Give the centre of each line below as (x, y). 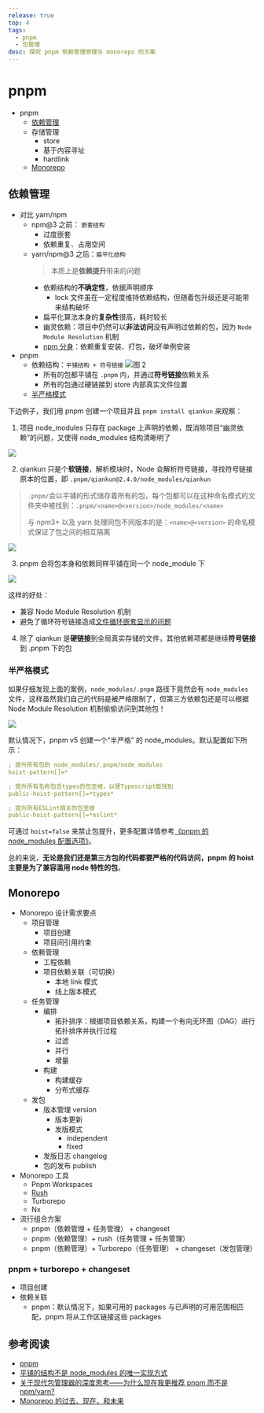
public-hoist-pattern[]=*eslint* (63, 816)
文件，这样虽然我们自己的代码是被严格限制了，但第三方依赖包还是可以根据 (128, 699)
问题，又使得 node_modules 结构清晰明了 (104, 437)
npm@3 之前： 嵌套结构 (68, 224)
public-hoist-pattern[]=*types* (61, 793)
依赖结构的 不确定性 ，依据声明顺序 (98, 287)
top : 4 (19, 23)
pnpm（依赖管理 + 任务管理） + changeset (101, 1229)
